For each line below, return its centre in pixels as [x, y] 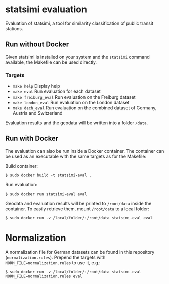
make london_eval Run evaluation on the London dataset [71, 103]
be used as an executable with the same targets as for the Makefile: [76, 156]
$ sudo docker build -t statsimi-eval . [49, 175]
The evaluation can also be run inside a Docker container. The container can [85, 151]
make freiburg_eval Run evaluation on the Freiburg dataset [74, 97]
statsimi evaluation [46, 9]
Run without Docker [37, 45]
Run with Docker [32, 139]
